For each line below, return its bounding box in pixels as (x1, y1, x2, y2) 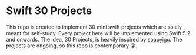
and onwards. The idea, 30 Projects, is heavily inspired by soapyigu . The (6, 36, 182, 43)
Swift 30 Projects (6, 4, 92, 18)
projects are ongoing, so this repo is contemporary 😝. (6, 42, 137, 49)
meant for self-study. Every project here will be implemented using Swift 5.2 (6, 29, 191, 36)
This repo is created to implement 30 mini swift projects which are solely (6, 23, 182, 30)
